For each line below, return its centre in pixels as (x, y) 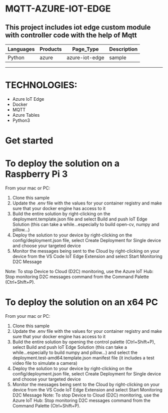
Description (123, 49)
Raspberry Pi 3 (36, 174)
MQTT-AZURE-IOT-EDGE (58, 9)
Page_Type (85, 49)
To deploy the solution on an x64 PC (82, 302)
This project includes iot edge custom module (78, 27)
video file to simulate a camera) (45, 363)
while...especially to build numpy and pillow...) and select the (75, 352)
